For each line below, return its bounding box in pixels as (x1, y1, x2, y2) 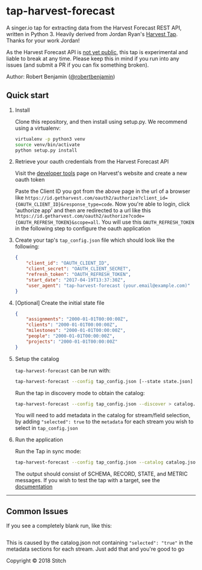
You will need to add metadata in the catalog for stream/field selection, (14, 412, 191, 419)
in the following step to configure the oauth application (14, 225, 151, 232)
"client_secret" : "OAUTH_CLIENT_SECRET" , (26, 266, 131, 272)
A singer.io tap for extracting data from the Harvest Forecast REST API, (6, 24, 182, 31)
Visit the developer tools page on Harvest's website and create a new (14, 170, 188, 177)
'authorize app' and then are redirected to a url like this (14, 207, 151, 214)
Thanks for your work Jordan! (6, 37, 80, 44)
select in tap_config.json (14, 424, 78, 432)
